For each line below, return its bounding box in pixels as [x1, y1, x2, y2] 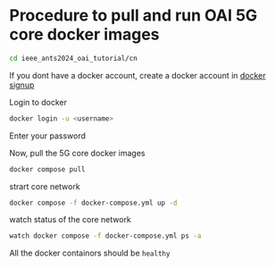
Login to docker [9, 96, 68, 107]
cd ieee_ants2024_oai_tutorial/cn [9, 54, 138, 63]
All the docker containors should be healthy [9, 247, 171, 259]
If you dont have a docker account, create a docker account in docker [9, 70, 266, 80]
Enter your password [9, 130, 87, 141]
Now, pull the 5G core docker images [9, 147, 146, 158]
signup [9, 79, 35, 90]
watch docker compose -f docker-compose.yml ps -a [9, 231, 202, 241]
